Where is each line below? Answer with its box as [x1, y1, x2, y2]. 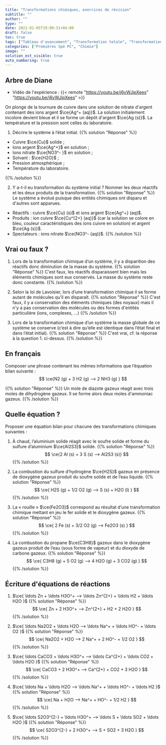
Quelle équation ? [5, 410, 60, 419]
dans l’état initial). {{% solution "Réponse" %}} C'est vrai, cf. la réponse [12, 330, 158, 336]
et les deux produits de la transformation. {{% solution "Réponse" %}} [12, 190, 155, 196]
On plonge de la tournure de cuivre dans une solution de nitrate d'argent [5, 104, 153, 110]
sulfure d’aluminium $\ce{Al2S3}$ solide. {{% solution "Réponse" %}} [12, 443, 155, 449]
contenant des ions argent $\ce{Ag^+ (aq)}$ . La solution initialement [5, 109, 145, 115]
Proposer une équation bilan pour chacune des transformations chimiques [5, 423, 157, 429]
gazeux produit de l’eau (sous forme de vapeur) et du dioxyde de [12, 545, 145, 551]
